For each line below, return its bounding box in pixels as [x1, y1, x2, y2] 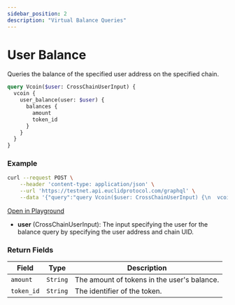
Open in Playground [7, 206, 64, 215]
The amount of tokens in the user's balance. [74, 275, 220, 285]
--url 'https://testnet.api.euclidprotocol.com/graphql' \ [20, 187, 196, 194]
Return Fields [7, 245, 54, 255]
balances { [25, 103, 58, 111]
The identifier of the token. [74, 286, 162, 296]
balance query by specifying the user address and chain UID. [17, 227, 194, 236]
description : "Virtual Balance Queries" [7, 17, 127, 24]
